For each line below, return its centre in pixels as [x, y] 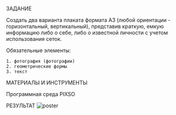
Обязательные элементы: [38, 50]
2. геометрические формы [37, 66]
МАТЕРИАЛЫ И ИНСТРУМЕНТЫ [47, 83]
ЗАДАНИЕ [19, 9]
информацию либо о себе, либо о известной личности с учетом [87, 33]
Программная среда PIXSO [41, 94]
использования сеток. [34, 39]
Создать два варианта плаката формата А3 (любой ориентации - [88, 20]
